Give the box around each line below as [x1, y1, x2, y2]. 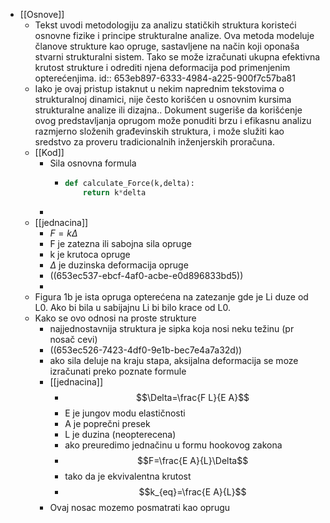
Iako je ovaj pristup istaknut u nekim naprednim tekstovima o [34, 83, 285, 94]
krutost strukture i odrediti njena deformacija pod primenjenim [34, 62, 291, 73]
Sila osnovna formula [49, 157, 137, 169]
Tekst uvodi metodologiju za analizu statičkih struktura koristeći [34, 19, 297, 31]
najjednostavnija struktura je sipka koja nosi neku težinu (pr [49, 322, 295, 334]
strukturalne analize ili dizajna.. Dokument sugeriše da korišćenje [34, 104, 303, 116]
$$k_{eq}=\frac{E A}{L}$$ [138, 485, 247, 498]
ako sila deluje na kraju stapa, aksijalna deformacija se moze [49, 354, 299, 366]
